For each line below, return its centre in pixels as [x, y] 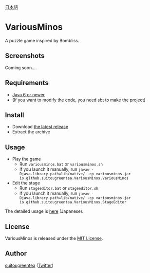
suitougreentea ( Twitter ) [29, 265]
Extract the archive [31, 132]
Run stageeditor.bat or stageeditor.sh [59, 188]
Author [16, 254]
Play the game [27, 159]
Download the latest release [40, 127]
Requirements [27, 83]
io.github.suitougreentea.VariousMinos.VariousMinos [74, 178]
